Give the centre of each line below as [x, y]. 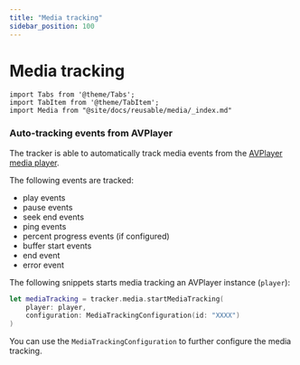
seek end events [53, 217]
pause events [47, 207]
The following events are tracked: [71, 180]
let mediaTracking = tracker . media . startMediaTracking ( [117, 299]
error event [43, 265]
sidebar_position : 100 [52, 26]
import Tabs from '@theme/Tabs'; [72, 95]
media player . [35, 163]
